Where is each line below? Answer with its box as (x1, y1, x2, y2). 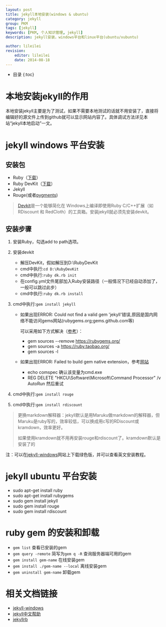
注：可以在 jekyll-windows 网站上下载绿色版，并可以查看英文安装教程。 (5, 452, 149, 458)
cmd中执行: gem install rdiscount (12, 402, 83, 408)
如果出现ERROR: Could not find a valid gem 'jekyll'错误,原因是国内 (20, 312, 154, 317)
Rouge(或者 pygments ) (12, 192, 58, 198)
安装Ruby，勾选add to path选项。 (12, 239, 81, 245)
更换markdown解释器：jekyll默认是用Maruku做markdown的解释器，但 (17, 412, 160, 418)
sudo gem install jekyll (12, 498, 58, 504)
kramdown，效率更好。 (17, 425, 66, 431)
